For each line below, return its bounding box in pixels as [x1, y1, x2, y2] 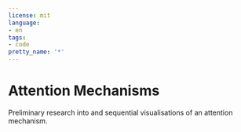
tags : [8, 33, 26, 42]
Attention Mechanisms [8, 82, 160, 100]
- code [8, 41, 30, 49]
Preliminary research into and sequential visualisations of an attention [8, 108, 233, 117]
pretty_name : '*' [8, 48, 65, 56]
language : [8, 19, 41, 27]
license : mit [8, 11, 51, 20]
